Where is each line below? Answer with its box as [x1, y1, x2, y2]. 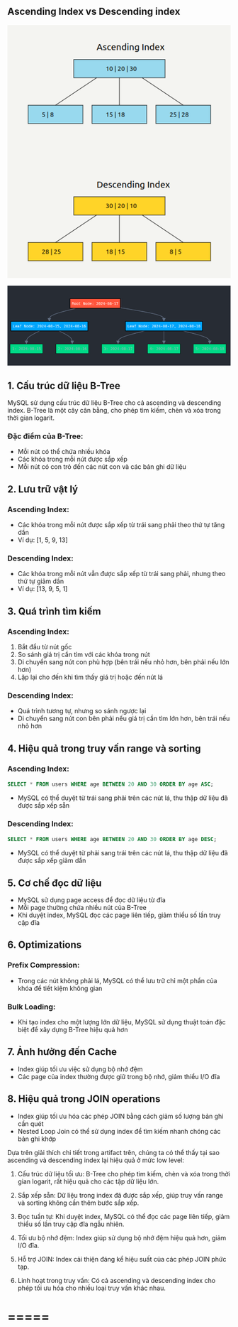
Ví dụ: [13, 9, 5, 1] [17, 585, 68, 593]
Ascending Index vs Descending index [7, 6, 181, 18]
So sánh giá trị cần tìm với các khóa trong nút [17, 650, 150, 659]
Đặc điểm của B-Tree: [7, 431, 84, 441]
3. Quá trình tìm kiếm [7, 605, 101, 617]
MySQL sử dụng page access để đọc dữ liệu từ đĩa [17, 895, 166, 904]
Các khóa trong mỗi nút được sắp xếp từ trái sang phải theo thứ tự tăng [17, 521, 225, 529]
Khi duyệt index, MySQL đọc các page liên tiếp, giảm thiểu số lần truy [17, 911, 221, 919]
